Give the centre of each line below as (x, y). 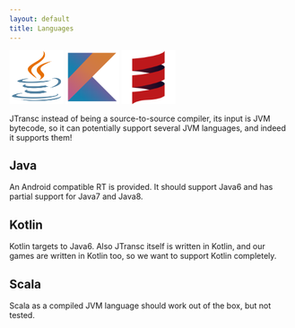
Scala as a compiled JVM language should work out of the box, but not (140, 306)
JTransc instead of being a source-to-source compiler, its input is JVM (140, 118)
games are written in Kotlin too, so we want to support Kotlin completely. (143, 256)
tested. (22, 315)
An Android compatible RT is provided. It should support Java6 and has (141, 187)
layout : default (39, 19)
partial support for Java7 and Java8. (76, 196)
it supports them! (41, 137)
